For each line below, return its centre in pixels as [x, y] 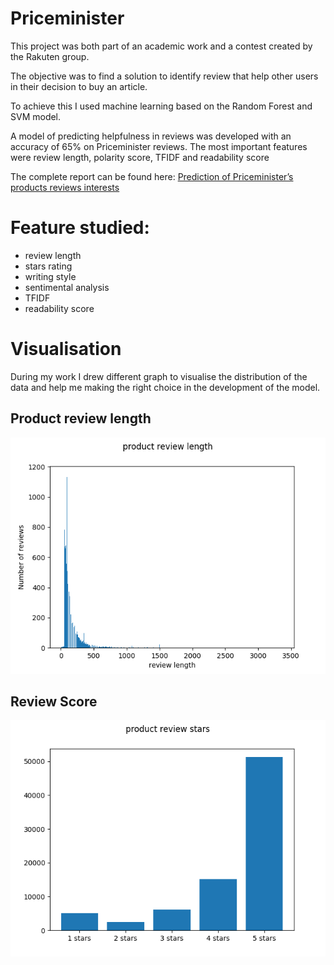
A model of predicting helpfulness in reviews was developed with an [151, 136]
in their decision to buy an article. [79, 86]
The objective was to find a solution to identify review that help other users [164, 76]
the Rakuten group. [50, 56]
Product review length [81, 418]
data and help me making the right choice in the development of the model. [165, 387]
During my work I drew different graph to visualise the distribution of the [159, 376]
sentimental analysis [67, 287]
